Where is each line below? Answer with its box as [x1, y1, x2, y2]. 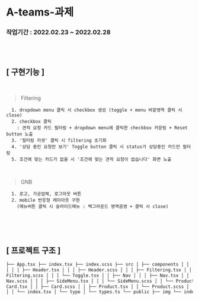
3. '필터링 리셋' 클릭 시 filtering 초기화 [11, 138, 107, 144]
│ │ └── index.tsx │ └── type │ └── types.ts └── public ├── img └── [6, 289, 182, 295]
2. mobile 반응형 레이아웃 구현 [11, 197, 80, 204]
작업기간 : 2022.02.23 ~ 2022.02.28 [6, 28, 111, 36]
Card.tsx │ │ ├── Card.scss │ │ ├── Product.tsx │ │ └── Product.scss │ [6, 283, 190, 290]
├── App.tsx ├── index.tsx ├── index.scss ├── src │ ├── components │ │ [6, 262, 190, 268]
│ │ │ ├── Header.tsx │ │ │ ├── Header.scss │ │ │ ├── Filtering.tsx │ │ [6, 267, 192, 273]
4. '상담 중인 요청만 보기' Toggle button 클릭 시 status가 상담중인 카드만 [11, 144, 181, 150]
